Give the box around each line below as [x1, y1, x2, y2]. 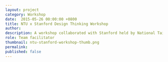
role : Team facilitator [5, 35, 55, 40]
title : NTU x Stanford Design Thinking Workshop [5, 21, 108, 26]
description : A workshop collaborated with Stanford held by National [5, 30, 155, 35]
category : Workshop [5, 12, 46, 17]
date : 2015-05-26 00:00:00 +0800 [5, 16, 77, 21]
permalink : [5, 44, 28, 49]
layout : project [5, 7, 39, 12]
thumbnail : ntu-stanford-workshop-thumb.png [5, 40, 99, 45]
